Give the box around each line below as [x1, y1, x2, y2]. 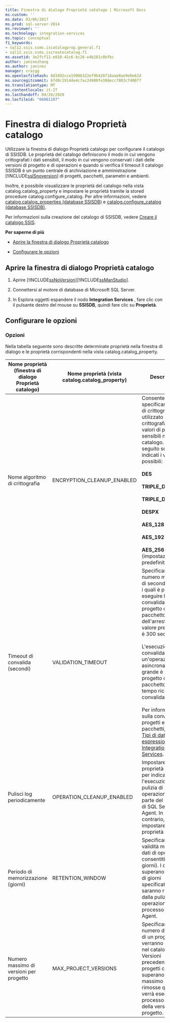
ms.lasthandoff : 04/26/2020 [5, 92, 65, 97]
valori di [141, 426, 161, 433]
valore [141, 624, 157, 631]
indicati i [141, 451, 162, 458]
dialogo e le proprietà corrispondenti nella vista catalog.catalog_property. [5, 349, 158, 355]
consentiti [141, 856, 165, 863]
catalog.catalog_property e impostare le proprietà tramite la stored [5, 188, 144, 194]
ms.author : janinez [5, 64, 47, 69]
